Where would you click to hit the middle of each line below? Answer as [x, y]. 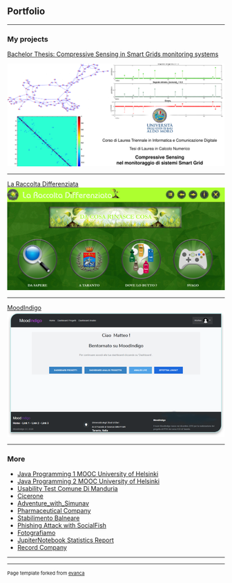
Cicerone [30, 496]
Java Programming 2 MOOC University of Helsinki [88, 481]
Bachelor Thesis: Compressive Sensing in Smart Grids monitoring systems [113, 54]
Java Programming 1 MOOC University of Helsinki [88, 474]
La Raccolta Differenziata [43, 183]
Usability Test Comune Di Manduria [68, 488]
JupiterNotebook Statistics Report [65, 540]
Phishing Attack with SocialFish [62, 525]
